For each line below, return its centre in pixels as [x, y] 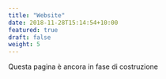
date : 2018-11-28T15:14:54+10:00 [63, 23]
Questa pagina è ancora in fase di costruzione [83, 66]
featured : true [33, 30]
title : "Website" [37, 15]
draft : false [30, 37]
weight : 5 [25, 45]
